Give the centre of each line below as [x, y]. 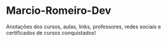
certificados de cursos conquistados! [51, 32]
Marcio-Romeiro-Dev [59, 11]
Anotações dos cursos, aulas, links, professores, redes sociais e [83, 27]
